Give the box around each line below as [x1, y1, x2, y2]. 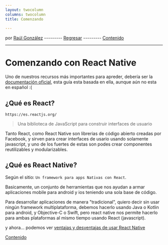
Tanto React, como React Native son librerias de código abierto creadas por [5, 130, 161, 136]
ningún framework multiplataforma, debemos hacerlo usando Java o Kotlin [5, 204, 159, 210]
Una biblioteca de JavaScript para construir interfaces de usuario [17, 121, 152, 126]
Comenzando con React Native [5, 57, 136, 68]
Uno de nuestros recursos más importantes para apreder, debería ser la [5, 73, 153, 80]
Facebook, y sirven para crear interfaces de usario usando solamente [5, 136, 148, 141]
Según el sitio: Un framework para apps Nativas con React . [5, 174, 126, 180]
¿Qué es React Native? [5, 161, 77, 169]
